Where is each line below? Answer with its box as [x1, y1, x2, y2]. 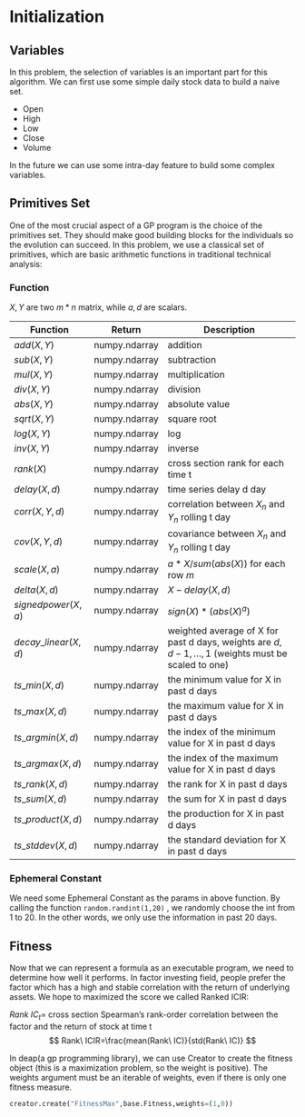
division [167, 384, 202, 396]
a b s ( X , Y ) [14, 398, 54, 411]
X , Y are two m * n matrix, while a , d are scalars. [9, 302, 188, 313]
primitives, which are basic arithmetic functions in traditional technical [9, 248, 271, 260]
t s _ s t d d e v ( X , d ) [14, 839, 79, 852]
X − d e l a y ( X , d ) [167, 583, 231, 596]
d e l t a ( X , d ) [14, 583, 59, 596]
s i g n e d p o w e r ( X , [14, 598, 83, 611]
